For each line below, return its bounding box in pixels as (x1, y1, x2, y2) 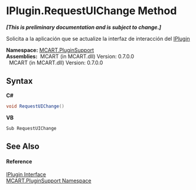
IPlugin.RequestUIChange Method (6, 4, 177, 18)
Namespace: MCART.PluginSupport (6, 46, 94, 54)
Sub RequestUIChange (6, 125, 57, 131)
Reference (6, 158, 32, 165)
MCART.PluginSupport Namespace (6, 177, 92, 184)
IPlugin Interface (6, 171, 46, 178)
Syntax (6, 76, 33, 86)
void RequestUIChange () (6, 103, 65, 109)
